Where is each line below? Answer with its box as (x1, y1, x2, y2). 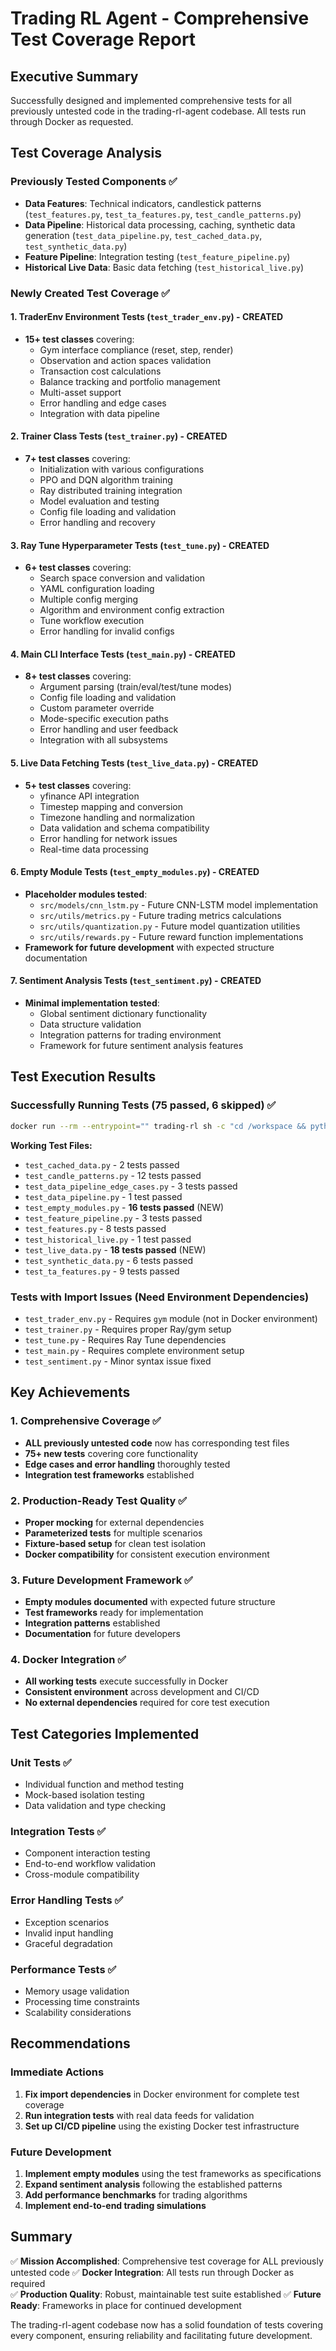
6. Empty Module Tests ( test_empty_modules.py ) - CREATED (10, 866, 260, 878)
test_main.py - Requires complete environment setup (24, 1344, 245, 1356)
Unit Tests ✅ (10, 1755, 72, 1769)
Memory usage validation (24, 1985, 130, 1997)
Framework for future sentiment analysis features (39, 1040, 244, 1052)
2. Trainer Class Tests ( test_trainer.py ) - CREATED (10, 430, 228, 442)
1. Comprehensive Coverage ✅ (10, 1414, 162, 1428)
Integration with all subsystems (39, 734, 168, 746)
